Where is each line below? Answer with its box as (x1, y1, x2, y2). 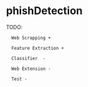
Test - (11, 76, 28, 82)
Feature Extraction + (11, 45, 65, 51)
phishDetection (6, 4, 83, 18)
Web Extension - (11, 66, 51, 72)
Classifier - (11, 55, 46, 61)
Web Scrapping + (11, 35, 51, 41)
